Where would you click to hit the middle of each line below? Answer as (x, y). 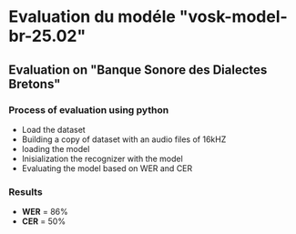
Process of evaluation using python (89, 109)
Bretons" (35, 84)
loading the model (56, 148)
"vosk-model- (233, 17)
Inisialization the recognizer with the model (102, 158)
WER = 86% (45, 212)
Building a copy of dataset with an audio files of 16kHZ (124, 139)
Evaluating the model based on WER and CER (107, 168)
